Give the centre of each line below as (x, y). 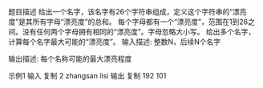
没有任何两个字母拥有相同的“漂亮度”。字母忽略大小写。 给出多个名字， (139, 32)
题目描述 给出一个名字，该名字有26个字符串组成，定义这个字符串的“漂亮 (127, 12)
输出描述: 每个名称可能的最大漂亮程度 (70, 59)
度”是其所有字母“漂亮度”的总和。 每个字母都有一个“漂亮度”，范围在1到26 (128, 22)
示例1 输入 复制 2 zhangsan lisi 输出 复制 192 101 (87, 76)
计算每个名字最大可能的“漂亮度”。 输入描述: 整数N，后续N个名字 (115, 42)
